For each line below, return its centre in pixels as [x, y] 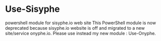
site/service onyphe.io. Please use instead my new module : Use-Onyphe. [80, 33]
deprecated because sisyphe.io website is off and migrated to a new [75, 28]
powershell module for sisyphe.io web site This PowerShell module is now [80, 23]
